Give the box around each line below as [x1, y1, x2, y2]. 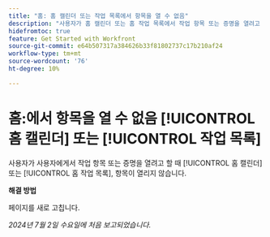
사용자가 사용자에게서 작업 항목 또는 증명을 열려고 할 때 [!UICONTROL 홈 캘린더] [8, 157, 263, 167]
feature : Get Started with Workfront [8, 34, 136, 43]
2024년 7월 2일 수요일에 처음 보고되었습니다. [8, 220, 152, 230]
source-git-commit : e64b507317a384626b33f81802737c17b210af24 [8, 42, 223, 50]
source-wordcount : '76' [8, 58, 89, 66]
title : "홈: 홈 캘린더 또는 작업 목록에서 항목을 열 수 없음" [8, 11, 189, 20]
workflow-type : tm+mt [8, 50, 82, 58]
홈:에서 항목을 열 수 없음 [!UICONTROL [8, 109, 255, 127]
